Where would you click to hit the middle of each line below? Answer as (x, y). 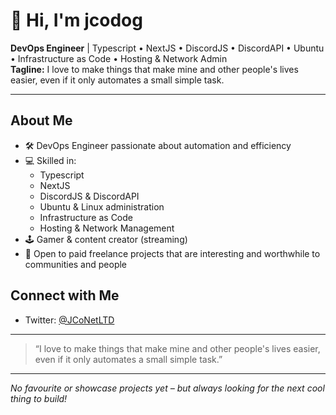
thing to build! (39, 398)
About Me (41, 120)
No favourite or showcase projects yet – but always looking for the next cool (167, 388)
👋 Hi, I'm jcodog (76, 20)
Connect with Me (65, 295)
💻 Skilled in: (50, 160)
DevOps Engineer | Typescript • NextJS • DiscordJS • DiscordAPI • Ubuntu (167, 48)
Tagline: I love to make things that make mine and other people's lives (154, 69)
